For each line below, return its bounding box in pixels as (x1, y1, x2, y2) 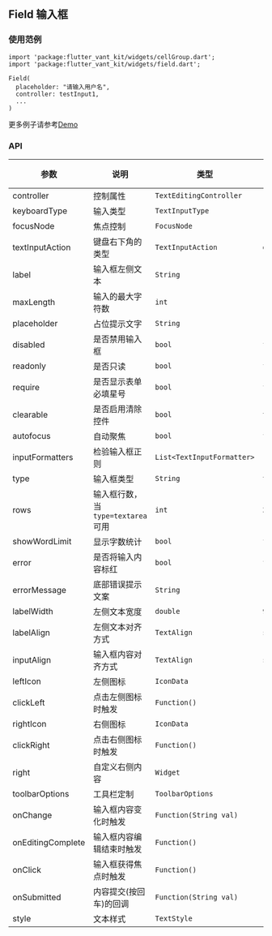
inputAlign (12, 654, 51, 665)
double (155, 607, 181, 616)
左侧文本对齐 (92, 621, 142, 633)
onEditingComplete (12, 836, 86, 848)
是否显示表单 (92, 376, 142, 387)
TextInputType (155, 206, 210, 215)
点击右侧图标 (92, 733, 142, 745)
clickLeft (12, 697, 45, 708)
